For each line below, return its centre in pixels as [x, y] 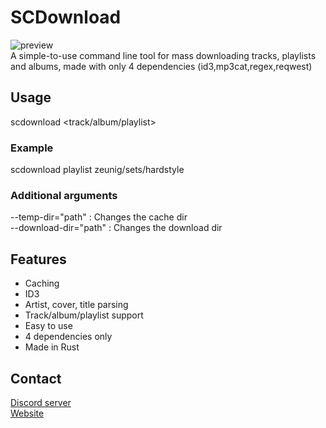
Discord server [41, 402]
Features [38, 259]
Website [27, 413]
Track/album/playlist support [84, 315]
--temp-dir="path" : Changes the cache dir [99, 217]
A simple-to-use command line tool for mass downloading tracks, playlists [163, 55]
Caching [42, 283]
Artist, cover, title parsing [76, 305]
